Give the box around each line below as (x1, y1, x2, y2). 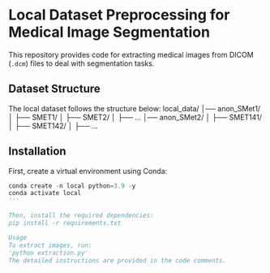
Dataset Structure (8, 82, 101, 96)
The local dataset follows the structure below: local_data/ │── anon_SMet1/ (8, 103, 261, 113)
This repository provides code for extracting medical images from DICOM (8, 50, 254, 59)
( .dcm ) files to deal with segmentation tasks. (8, 58, 155, 68)
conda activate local (8, 189, 82, 197)
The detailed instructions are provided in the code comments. (8, 256, 227, 265)
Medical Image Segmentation (8, 23, 211, 41)
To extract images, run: (8, 241, 92, 249)
